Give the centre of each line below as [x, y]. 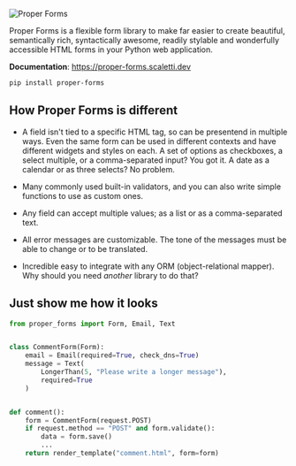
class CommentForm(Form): [57, 348]
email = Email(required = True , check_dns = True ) [112, 355]
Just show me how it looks [83, 304]
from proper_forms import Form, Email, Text [92, 324]
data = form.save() [77, 437]
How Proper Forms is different [94, 111]
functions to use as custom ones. [83, 195]
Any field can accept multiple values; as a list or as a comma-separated [152, 213]
